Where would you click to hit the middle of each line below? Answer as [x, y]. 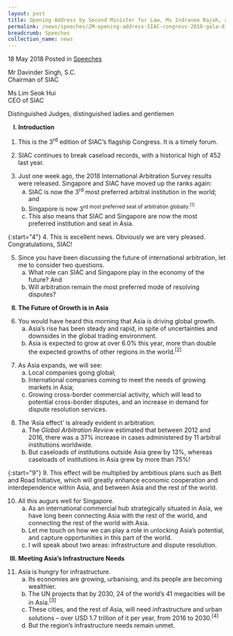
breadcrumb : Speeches [39, 33]
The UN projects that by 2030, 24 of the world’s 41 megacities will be [127, 593]
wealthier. [42, 586]
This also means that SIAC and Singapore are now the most [113, 216]
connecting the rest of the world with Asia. [88, 523]
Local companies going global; [72, 372]
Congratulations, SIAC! [40, 244]
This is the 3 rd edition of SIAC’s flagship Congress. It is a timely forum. [118, 141]
